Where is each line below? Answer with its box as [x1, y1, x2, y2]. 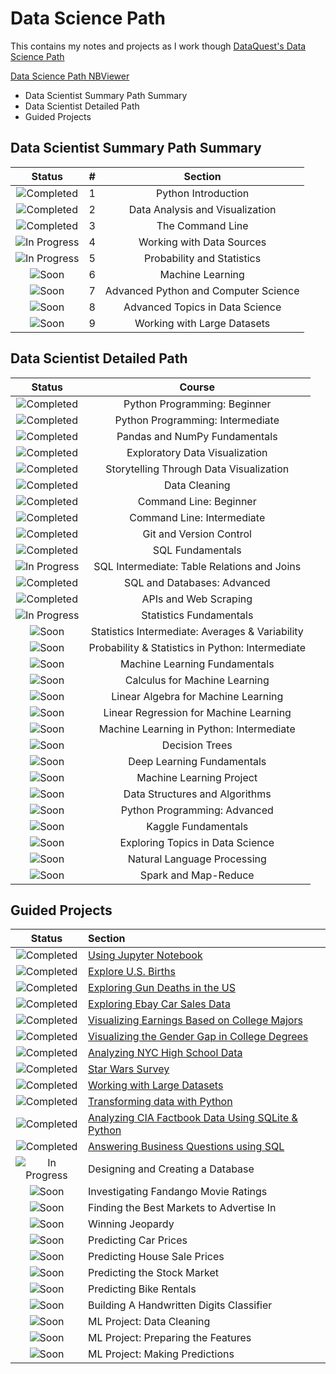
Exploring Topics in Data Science [119, 835, 275, 849]
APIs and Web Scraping [141, 592, 253, 606]
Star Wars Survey [88, 1062, 170, 1076]
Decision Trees [161, 738, 233, 752]
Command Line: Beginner [137, 494, 257, 508]
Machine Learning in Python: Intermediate [98, 722, 296, 736]
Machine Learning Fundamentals [119, 657, 275, 671]
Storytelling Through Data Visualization [105, 462, 290, 476]
